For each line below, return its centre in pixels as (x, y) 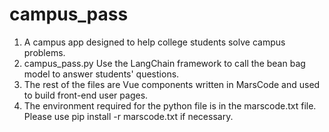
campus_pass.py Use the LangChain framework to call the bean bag (164, 63)
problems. (44, 52)
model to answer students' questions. (101, 74)
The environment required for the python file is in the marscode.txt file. (170, 105)
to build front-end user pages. (86, 95)
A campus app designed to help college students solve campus (154, 42)
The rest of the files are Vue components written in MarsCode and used (172, 84)
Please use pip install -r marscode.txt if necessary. (128, 116)
